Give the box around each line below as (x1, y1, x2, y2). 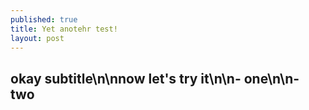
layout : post (10, 33, 65, 43)
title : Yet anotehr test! (10, 24, 118, 34)
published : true (10, 14, 78, 25)
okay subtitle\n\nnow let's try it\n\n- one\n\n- (10, 70, 300, 87)
